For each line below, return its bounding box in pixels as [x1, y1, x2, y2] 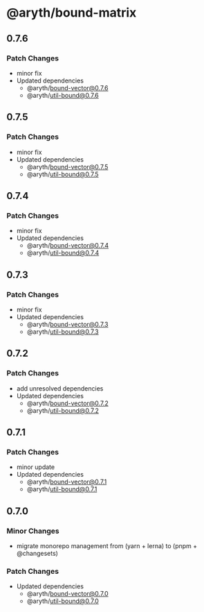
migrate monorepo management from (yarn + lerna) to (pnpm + [16, 542, 198, 550]
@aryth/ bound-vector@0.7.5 [26, 162, 109, 171]
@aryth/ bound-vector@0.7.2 [26, 399, 109, 407]
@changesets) [16, 550, 58, 557]
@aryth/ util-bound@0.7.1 [26, 485, 98, 493]
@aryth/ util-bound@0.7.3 [26, 328, 99, 336]
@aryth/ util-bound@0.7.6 [26, 91, 99, 99]
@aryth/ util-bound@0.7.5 [26, 170, 99, 178]
